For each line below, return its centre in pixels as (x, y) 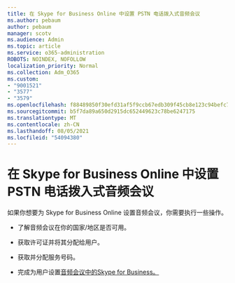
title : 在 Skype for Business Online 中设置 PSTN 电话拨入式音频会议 (104, 14)
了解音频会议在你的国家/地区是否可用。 (74, 228)
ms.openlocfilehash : (37, 105)
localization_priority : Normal (53, 66)
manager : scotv (29, 33)
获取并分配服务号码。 (48, 257)
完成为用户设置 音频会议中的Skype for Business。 (88, 272)
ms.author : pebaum (34, 20)
